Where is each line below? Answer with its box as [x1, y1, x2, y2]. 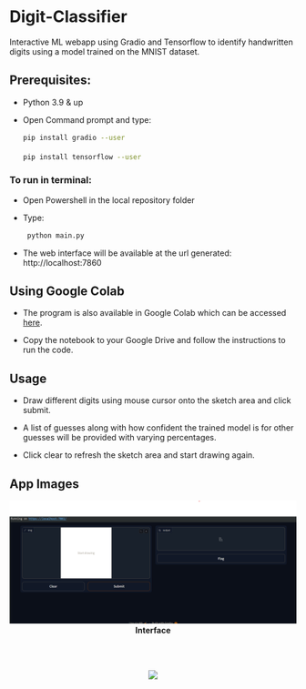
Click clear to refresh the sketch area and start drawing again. [22, 450, 255, 461]
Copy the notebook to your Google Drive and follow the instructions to [22, 335, 286, 346]
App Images [9, 476, 79, 491]
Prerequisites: [9, 73, 91, 88]
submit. [22, 405, 52, 416]
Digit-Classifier [9, 6, 127, 27]
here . [22, 317, 43, 329]
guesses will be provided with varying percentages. [22, 432, 217, 443]
